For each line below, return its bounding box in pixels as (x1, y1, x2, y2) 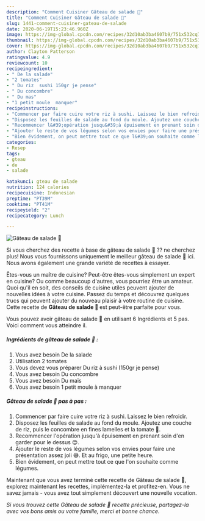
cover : (6, 43, 23, 49)
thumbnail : (6, 37, 34, 43)
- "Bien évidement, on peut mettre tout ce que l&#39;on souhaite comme (6, 133, 195, 140)
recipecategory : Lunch (6, 213, 64, 219)
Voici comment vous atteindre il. (6, 322, 87, 329)
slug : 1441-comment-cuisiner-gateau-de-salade (6, 20, 127, 26)
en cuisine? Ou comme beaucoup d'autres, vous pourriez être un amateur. (6, 278, 193, 285)
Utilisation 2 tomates (15, 358, 67, 365)
